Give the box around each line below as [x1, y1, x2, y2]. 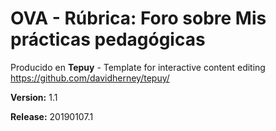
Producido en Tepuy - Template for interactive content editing [10, 61, 266, 73]
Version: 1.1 [10, 91, 58, 103]
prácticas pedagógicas [10, 28, 206, 51]
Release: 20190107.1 [10, 110, 94, 122]
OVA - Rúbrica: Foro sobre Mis [10, 7, 267, 30]
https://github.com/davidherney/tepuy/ [10, 72, 170, 84]
